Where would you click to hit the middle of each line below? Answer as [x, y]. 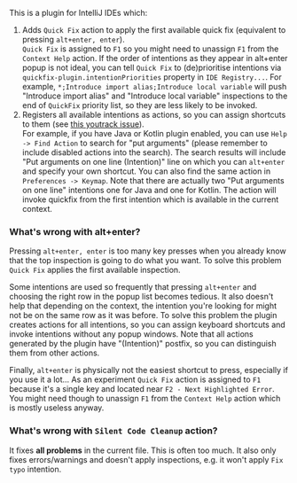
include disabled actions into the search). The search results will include [154, 152]
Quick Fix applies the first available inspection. [95, 270]
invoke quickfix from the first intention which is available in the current [150, 199]
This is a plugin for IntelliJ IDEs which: [78, 13]
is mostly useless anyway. [57, 408]
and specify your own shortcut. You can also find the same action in [146, 171]
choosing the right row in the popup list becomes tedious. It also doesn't [141, 297]
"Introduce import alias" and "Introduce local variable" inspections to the [155, 96]
